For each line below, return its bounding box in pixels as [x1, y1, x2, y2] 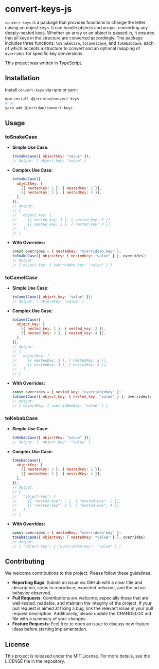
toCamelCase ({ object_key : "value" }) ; [12, 294, 93, 299]
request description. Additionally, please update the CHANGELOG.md [12, 611, 152, 616]
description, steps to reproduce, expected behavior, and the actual [12, 585, 146, 591]
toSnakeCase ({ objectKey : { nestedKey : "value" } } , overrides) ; [12, 254, 147, 259]
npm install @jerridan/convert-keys [5, 96, 79, 101]
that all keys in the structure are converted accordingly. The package [5, 35, 143, 41]
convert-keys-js [5, 3, 72, 15]
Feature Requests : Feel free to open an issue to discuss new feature [12, 621, 150, 627]
